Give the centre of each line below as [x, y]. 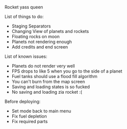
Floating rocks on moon [36, 37]
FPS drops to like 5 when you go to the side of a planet [67, 71]
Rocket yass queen [24, 7]
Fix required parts [30, 121]
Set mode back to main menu [41, 111]
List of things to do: [24, 16]
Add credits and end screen [40, 47]
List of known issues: [26, 56]
